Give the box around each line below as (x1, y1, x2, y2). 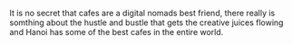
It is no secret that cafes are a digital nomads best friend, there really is (9, 8, 276, 18)
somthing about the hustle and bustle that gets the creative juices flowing (9, 17, 284, 28)
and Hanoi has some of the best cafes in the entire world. (9, 27, 224, 37)
